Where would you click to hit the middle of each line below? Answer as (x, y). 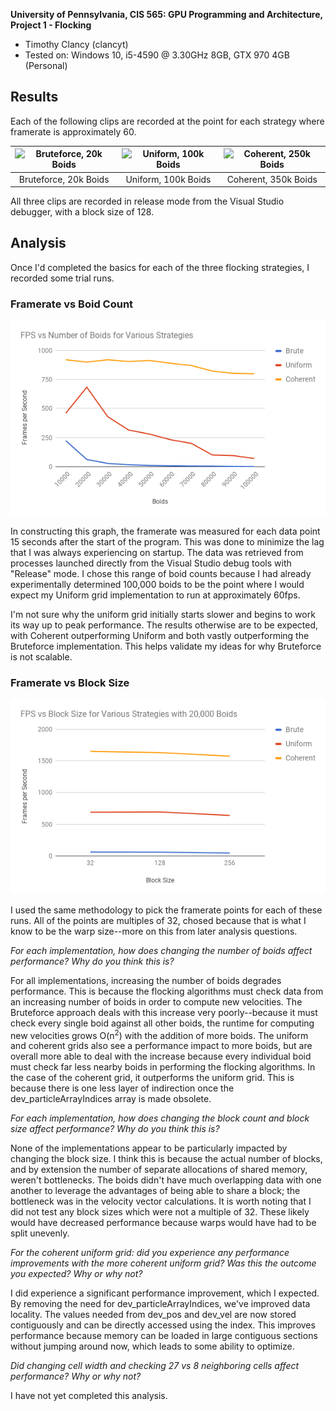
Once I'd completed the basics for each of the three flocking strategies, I (160, 267)
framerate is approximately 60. (73, 131)
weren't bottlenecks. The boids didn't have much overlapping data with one (166, 1180)
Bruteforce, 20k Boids (64, 179)
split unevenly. (40, 1233)
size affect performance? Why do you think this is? (115, 1129)
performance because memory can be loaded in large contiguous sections (164, 1336)
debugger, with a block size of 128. (82, 212)
